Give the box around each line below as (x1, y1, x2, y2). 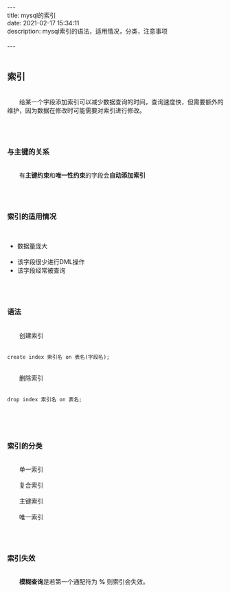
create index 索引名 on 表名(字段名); (7, 353, 110, 360)
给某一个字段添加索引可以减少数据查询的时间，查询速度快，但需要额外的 (19, 97, 224, 106)
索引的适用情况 (7, 212, 57, 222)
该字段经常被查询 (16, 266, 66, 274)
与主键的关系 (7, 147, 50, 156)
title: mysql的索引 (7, 11, 56, 19)
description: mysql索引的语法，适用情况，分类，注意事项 (7, 27, 168, 35)
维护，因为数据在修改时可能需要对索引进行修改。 (7, 106, 146, 115)
